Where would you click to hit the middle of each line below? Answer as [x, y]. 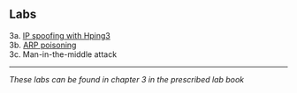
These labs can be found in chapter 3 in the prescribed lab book [127, 79]
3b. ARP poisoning [43, 45]
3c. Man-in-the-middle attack [63, 54]
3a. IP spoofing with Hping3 [60, 35]
